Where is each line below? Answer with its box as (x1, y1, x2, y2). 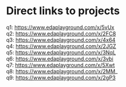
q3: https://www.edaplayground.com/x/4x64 (6, 36, 116, 43)
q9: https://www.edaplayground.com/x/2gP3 (6, 74, 116, 81)
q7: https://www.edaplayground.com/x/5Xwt (6, 61, 115, 69)
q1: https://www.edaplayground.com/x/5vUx (6, 24, 115, 31)
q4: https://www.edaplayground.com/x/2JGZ (6, 43, 116, 50)
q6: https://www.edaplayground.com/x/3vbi (6, 55, 114, 62)
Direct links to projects (6, 4, 120, 18)
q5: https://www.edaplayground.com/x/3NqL (6, 49, 116, 56)
